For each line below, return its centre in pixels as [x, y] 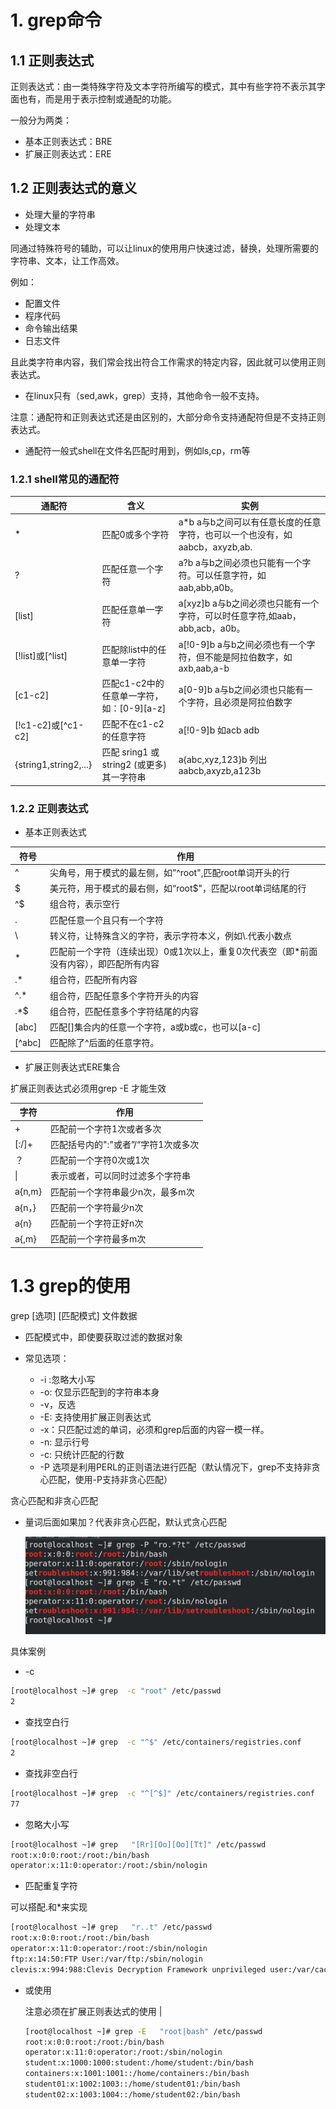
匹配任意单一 [128, 610]
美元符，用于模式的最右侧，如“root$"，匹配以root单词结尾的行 [178, 888]
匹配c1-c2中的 [133, 683]
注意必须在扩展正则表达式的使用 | [93, 2011]
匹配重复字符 [51, 1886]
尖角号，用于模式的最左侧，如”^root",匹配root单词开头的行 [169, 872]
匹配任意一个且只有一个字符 [106, 920]
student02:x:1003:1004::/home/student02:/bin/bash [132, 2094]
